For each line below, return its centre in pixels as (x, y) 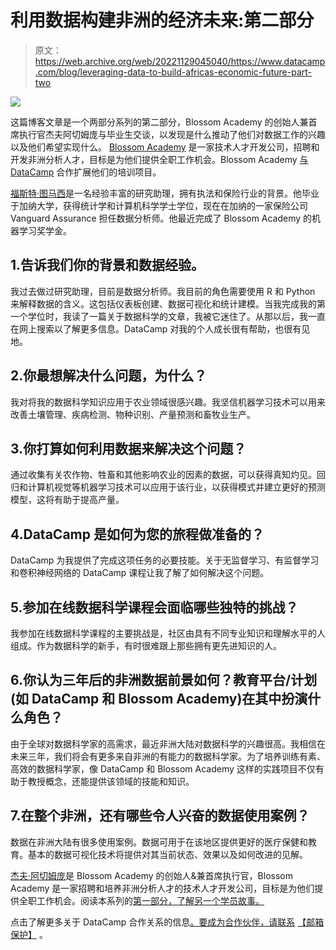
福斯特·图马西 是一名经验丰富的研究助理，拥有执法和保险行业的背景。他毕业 (165, 193)
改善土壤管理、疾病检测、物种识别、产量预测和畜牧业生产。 (133, 414)
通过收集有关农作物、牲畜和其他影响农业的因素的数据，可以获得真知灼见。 (163, 475)
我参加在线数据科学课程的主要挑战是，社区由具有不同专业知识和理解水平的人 (168, 633)
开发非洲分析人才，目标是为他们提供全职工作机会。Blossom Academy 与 (159, 159)
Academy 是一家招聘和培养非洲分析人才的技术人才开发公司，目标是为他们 (162, 888)
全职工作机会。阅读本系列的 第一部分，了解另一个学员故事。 (141, 900)
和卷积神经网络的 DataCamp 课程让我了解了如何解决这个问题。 (140, 573)
